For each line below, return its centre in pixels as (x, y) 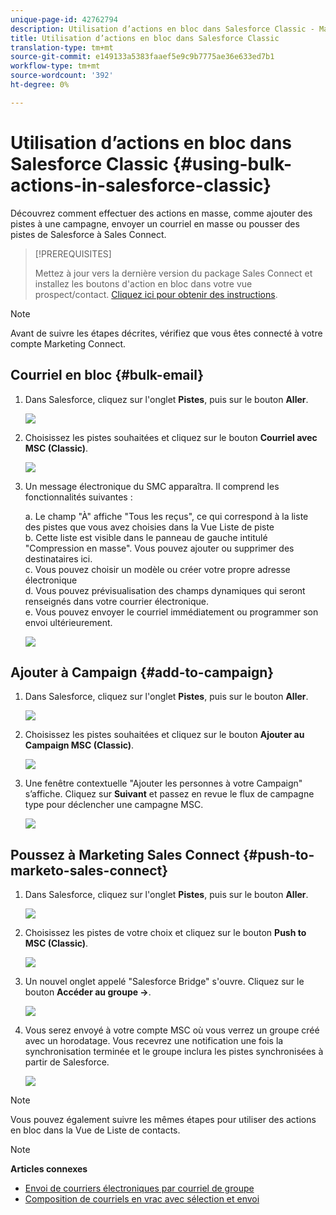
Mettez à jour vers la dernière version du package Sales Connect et (173, 273)
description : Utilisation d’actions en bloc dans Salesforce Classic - (162, 29)
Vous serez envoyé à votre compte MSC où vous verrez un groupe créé (172, 1030)
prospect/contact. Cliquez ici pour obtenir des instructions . (156, 294)
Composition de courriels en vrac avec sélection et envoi (142, 1199)
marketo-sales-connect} (89, 870)
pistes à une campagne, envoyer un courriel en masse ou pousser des (155, 223)
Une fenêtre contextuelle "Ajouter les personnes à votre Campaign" (163, 783)
